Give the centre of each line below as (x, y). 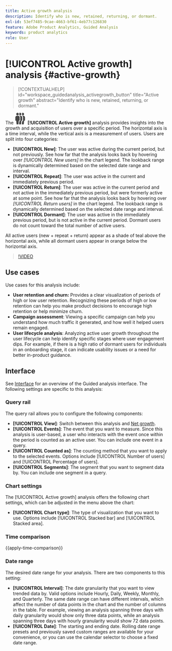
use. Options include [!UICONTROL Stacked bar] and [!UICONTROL (84, 518)
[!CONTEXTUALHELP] (41, 89)
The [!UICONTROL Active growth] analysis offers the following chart (78, 497)
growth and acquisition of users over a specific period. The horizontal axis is (86, 128)
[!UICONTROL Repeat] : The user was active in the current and (79, 176)
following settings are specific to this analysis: (54, 389)
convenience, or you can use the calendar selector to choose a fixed (85, 637)
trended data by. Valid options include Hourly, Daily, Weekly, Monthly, (86, 593)
